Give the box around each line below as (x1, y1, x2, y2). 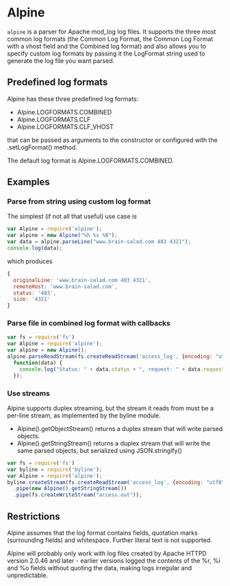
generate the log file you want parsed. (7, 56, 115, 64)
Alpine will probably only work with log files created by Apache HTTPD (7, 549, 207, 557)
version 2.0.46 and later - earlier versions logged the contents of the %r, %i (7, 557, 221, 565)
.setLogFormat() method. (7, 143, 77, 151)
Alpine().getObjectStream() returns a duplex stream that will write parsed (16, 424, 223, 432)
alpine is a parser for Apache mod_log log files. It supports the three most (7, 27, 216, 36)
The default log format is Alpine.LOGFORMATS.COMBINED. (7, 156, 175, 164)
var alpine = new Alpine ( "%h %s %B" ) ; (7, 232, 118, 239)
